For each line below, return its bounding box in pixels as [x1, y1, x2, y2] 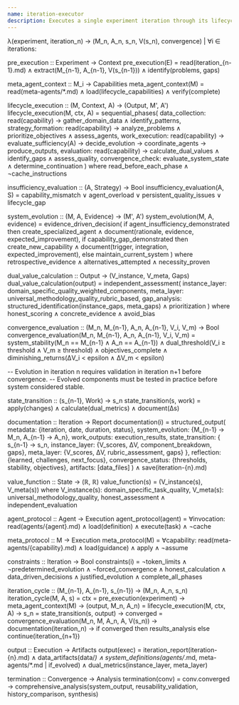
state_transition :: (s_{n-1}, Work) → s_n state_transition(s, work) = [7, 396, 201, 405]
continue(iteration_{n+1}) [7, 632, 80, 640]
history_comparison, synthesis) [7, 689, 99, 698]
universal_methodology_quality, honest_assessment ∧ [7, 493, 166, 502]
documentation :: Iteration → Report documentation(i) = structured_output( [7, 417, 226, 426]
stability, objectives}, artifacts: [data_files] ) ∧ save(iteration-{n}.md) [7, 463, 208, 472]
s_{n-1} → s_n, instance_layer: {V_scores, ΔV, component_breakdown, [7, 440, 212, 449]
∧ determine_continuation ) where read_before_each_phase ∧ [7, 161, 189, 170]
